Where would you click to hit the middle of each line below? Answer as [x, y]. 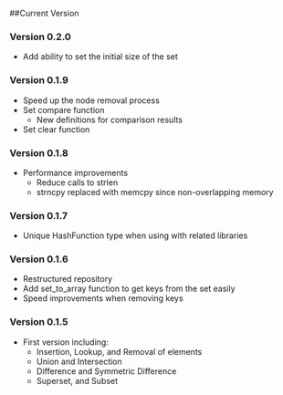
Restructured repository [67, 279]
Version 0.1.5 [39, 322]
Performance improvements [75, 172]
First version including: [66, 342]
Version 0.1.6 [39, 259]
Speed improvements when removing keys [103, 298]
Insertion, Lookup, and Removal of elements [119, 351]
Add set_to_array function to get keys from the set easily [129, 289]
